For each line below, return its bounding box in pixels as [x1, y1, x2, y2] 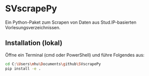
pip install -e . [5, 66, 41, 71]
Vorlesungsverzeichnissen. [5, 24, 61, 30]
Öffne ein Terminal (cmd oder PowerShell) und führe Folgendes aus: [5, 52, 145, 58]
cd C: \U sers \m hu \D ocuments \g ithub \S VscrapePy [5, 61, 101, 67]
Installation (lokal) [5, 39, 63, 47]
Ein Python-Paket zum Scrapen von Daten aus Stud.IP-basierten [5, 19, 137, 25]
